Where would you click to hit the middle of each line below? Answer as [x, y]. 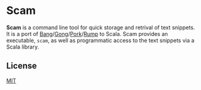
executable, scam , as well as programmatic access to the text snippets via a [100, 40]
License [22, 66]
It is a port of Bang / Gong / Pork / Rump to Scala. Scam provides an [87, 33]
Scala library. [23, 47]
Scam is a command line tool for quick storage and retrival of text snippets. [101, 27]
